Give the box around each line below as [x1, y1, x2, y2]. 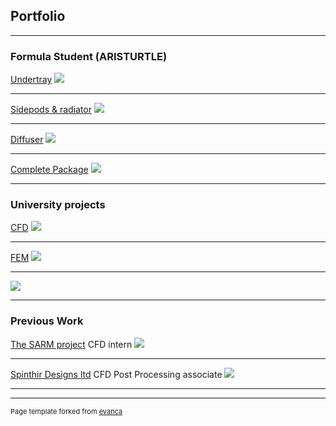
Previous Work [10, 314, 84, 328]
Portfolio [10, 8, 66, 25]
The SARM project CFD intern [10, 338, 133, 350]
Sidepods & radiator [10, 104, 92, 116]
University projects [10, 198, 106, 212]
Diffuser [10, 134, 44, 146]
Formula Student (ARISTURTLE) [10, 49, 168, 63]
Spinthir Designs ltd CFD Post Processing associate [10, 368, 223, 380]
